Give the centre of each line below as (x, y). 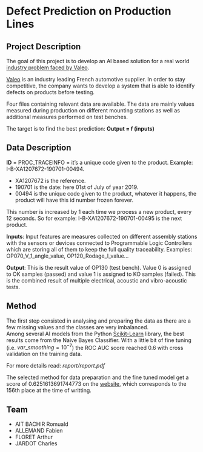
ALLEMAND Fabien (39, 431)
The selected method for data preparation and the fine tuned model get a (98, 377)
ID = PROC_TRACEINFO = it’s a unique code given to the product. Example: (100, 162)
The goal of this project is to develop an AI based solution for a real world (98, 61)
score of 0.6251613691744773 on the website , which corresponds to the (96, 384)
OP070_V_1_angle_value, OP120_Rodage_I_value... (68, 256)
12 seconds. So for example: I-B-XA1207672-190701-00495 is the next (94, 218)
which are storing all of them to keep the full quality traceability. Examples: (99, 249)
